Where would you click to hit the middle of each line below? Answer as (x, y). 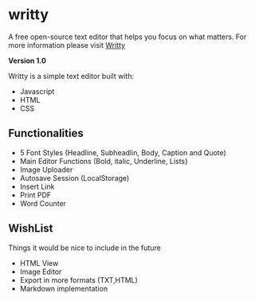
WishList (31, 229)
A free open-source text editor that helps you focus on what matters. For (127, 37)
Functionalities (46, 133)
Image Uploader (46, 170)
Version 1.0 (27, 61)
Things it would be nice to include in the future (84, 248)
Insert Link (37, 186)
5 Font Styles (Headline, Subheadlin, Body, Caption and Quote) (123, 152)
